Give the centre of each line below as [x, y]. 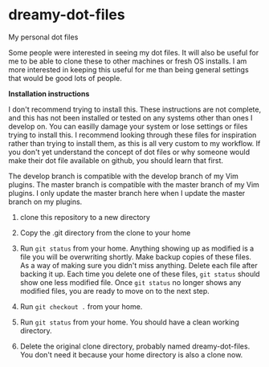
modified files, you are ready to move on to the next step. [115, 291]
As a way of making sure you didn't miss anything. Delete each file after [139, 265]
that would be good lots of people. [65, 78]
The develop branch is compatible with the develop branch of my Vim [124, 176]
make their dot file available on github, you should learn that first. [116, 160]
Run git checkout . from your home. [81, 306]
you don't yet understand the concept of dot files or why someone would [129, 152]
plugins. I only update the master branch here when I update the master [127, 193]
